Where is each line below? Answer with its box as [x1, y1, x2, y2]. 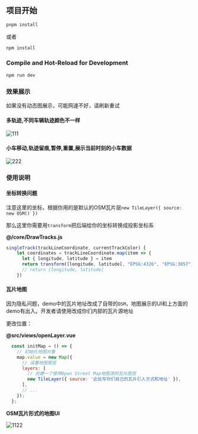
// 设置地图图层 [21, 359, 57, 365]
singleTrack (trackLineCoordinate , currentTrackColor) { [6, 245, 146, 251]
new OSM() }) [6, 210, 38, 216]
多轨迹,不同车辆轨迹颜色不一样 [6, 116, 81, 124]
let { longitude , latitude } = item [21, 256, 112, 262]
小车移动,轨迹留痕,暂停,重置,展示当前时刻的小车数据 [6, 144, 132, 151]
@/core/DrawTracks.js [6, 233, 63, 241]
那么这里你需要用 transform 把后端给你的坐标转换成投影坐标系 [6, 221, 154, 229]
